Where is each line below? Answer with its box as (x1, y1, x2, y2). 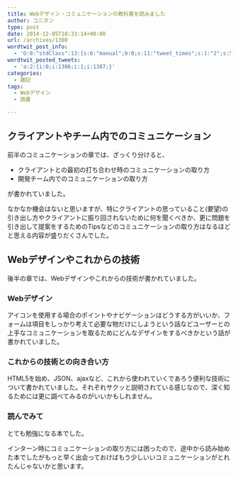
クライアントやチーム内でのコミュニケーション (7, 130, 212, 142)
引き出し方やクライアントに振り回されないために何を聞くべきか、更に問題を (7, 213, 231, 222)
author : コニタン (7, 17, 55, 24)
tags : (7, 83, 23, 90)
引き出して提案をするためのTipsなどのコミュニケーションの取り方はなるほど (7, 222, 231, 230)
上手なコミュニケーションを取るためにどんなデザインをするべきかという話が (7, 328, 231, 337)
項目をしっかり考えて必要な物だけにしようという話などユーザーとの (31, 320, 230, 328)
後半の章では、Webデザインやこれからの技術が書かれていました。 (7, 274, 200, 282)
